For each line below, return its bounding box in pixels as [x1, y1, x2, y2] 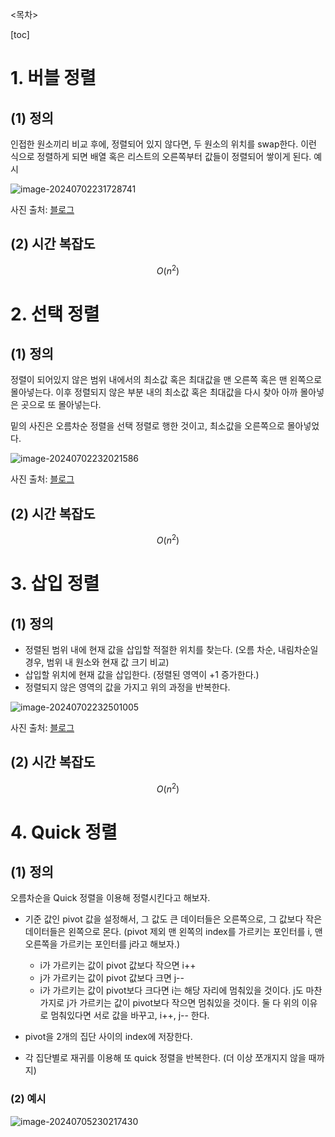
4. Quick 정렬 [10, 821, 118, 843]
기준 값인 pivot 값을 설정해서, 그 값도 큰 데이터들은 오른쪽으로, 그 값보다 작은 [24, 913, 323, 925]
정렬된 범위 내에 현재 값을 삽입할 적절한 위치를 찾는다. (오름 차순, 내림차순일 [24, 643, 319, 655]
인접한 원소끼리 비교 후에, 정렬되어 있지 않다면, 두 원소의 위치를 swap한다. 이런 [10, 138, 317, 150]
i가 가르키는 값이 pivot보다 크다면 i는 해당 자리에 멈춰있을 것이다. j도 [39, 984, 304, 997]
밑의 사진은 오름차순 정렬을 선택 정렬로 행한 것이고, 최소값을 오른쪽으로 [10, 420, 285, 432]
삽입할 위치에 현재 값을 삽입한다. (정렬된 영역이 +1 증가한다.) [24, 668, 260, 680]
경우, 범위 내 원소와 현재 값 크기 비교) [24, 656, 170, 668]
